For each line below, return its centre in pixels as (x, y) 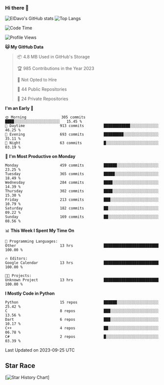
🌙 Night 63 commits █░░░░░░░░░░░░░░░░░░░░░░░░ (82, 143)
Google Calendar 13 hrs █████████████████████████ (82, 263)
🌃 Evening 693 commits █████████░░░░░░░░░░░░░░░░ (82, 134)
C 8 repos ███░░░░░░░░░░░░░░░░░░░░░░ (82, 311)
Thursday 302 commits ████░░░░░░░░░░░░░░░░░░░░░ (82, 191)
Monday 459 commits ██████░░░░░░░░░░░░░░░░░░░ (82, 166)
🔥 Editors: (16, 259)
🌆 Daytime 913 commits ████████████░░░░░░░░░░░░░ (82, 126)
